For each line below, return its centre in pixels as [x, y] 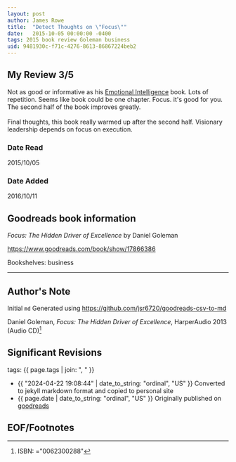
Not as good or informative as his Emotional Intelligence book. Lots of [108, 91]
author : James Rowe [36, 20]
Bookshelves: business [40, 263]
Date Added [28, 181]
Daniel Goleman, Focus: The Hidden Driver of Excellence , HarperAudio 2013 [117, 322]
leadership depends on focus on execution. [70, 129]
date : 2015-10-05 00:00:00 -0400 [59, 33]
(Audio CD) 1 [25, 330]
